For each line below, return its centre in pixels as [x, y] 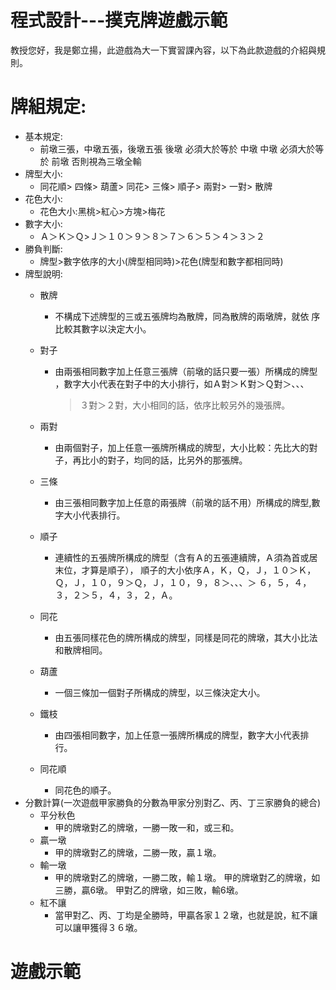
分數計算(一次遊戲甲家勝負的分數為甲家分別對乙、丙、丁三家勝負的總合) [173, 802]
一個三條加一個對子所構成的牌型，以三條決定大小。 [160, 692]
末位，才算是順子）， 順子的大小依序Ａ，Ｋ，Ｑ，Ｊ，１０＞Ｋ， [185, 570]
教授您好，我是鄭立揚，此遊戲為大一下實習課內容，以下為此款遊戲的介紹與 [163, 50]
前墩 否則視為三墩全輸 [96, 161]
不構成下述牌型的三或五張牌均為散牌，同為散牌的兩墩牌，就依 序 [187, 316]
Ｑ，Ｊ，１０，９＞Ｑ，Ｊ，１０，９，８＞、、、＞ [155, 582]
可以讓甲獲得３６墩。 [98, 927]
